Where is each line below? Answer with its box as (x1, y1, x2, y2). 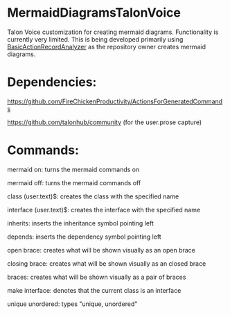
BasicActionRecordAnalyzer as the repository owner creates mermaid (7, 42, 206, 51)
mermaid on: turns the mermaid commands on (7, 165, 140, 173)
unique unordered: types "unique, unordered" (7, 300, 138, 308)
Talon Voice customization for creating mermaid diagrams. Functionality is (7, 28, 219, 36)
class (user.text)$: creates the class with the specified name (7, 192, 179, 201)
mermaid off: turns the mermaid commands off (7, 178, 141, 187)
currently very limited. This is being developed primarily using (7, 35, 184, 43)
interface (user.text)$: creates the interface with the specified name (7, 205, 201, 214)
